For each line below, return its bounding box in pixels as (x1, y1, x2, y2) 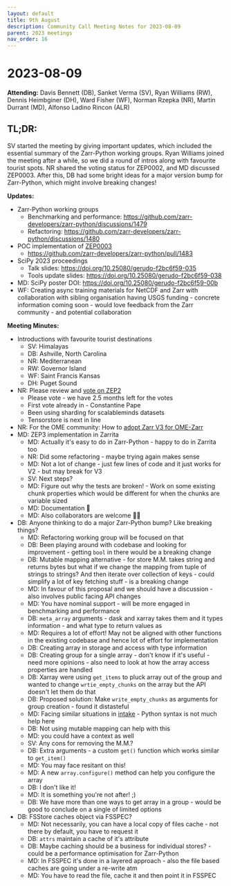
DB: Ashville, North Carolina (27, 349, 107, 358)
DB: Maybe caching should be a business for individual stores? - (27, 842, 212, 850)
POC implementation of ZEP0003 (17, 241, 112, 250)
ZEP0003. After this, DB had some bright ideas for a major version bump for (7, 171, 223, 179)
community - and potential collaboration (17, 308, 132, 316)
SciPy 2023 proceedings (17, 257, 88, 265)
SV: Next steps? (27, 474, 73, 483)
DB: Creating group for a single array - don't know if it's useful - (27, 651, 210, 659)
